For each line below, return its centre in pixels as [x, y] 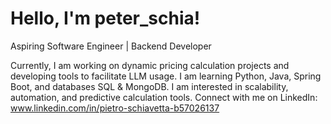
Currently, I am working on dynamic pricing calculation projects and [150, 65]
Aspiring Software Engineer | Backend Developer [111, 46]
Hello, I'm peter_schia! [105, 18]
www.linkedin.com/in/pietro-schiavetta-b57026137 [115, 108]
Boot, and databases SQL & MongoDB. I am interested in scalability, [149, 86]
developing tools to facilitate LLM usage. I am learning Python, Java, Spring [166, 76]
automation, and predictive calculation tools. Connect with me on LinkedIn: [164, 97]
